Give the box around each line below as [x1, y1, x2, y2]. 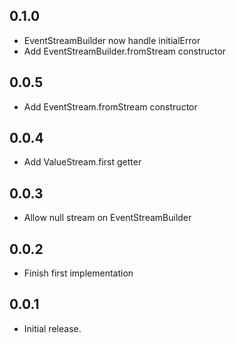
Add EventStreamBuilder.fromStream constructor [23, 45, 227, 57]
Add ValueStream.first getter [23, 156, 142, 168]
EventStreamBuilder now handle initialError [23, 34, 201, 46]
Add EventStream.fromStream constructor [23, 100, 198, 113]
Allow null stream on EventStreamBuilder [23, 212, 192, 224]
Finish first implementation [23, 267, 134, 279]
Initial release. [23, 322, 82, 334]
